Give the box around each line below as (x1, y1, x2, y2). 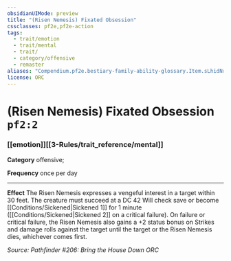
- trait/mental (13, 42, 57, 49)
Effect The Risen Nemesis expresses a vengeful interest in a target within (7, 188, 215, 196)
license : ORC (7, 73, 45, 81)
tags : (7, 29, 23, 36)
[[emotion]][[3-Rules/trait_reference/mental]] (7, 140, 164, 150)
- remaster (13, 61, 45, 68)
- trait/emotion (13, 36, 60, 43)
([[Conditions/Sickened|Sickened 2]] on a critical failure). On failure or (7, 210, 206, 218)
